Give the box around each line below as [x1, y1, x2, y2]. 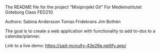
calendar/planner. [5, 34, 40, 39]
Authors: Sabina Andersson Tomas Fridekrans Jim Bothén [5, 19, 121, 24]
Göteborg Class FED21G [5, 9, 53, 15]
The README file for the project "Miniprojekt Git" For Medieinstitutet [5, 4, 142, 10]
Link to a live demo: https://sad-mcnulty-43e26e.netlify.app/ [5, 43, 126, 48]
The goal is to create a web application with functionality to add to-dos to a [5, 28, 156, 34]
